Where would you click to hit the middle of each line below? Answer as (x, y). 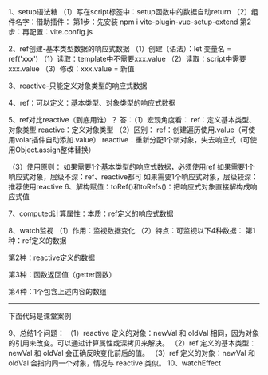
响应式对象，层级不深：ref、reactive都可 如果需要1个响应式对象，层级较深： (133, 177)
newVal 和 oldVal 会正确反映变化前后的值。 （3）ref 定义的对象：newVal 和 (132, 353)
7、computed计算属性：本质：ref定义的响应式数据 (91, 213)
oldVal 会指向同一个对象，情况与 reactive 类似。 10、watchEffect (115, 363)
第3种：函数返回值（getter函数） (62, 275)
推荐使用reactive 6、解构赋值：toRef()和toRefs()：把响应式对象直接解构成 (130, 187)
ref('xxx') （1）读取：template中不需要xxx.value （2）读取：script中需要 (128, 59)
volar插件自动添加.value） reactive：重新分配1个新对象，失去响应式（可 (132, 140)
